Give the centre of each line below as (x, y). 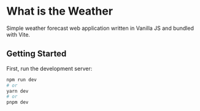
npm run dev (21, 80)
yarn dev (17, 91)
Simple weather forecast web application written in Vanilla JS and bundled (100, 28)
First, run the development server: (49, 68)
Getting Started (37, 54)
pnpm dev (17, 102)
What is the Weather (60, 11)
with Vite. (18, 34)
